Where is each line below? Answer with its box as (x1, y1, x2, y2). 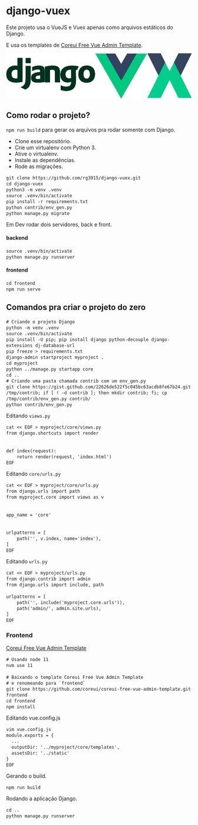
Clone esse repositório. (14, 137, 72, 144)
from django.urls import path (6, 488, 81, 494)
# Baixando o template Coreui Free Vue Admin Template (6, 675, 144, 681)
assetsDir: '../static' (11, 750, 70, 756)
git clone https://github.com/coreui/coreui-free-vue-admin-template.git (6, 687, 192, 692)
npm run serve (6, 286, 41, 292)
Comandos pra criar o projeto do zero (6, 302, 146, 312)
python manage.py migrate (6, 210, 70, 217)
